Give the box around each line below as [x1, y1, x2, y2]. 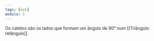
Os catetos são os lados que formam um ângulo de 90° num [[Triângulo [5, 25, 150, 31]
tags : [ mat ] [5, 7, 29, 12]
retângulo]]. [5, 30, 29, 36]
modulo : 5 [5, 12, 25, 17]
